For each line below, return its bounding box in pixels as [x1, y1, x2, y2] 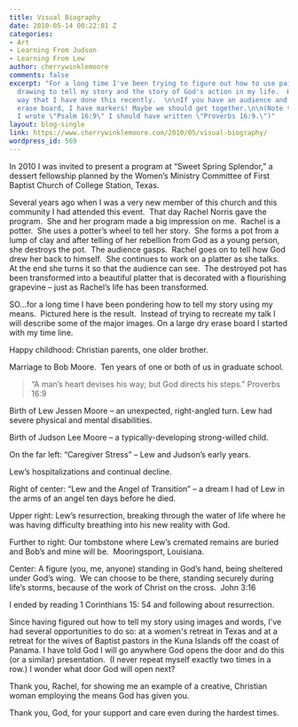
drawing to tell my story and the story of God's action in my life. [17, 87, 279, 96]
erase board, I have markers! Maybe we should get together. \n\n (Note [17, 104, 284, 113]
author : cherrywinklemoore [9, 63, 109, 72]
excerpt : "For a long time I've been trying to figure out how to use [9, 79, 276, 88]
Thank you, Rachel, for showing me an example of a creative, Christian [9, 680, 268, 692]
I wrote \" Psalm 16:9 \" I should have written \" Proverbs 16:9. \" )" [17, 112, 276, 121]
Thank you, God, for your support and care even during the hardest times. [9, 707, 279, 718]
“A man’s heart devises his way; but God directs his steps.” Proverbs [30, 379, 281, 389]
